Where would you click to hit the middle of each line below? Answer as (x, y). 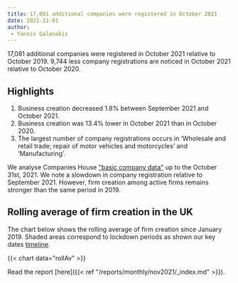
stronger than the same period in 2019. (64, 190)
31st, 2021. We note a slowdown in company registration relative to (105, 175)
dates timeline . (29, 244)
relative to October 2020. (44, 69)
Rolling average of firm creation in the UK (100, 212)
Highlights (31, 91)
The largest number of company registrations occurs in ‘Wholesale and (121, 138)
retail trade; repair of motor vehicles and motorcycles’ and (103, 146)
